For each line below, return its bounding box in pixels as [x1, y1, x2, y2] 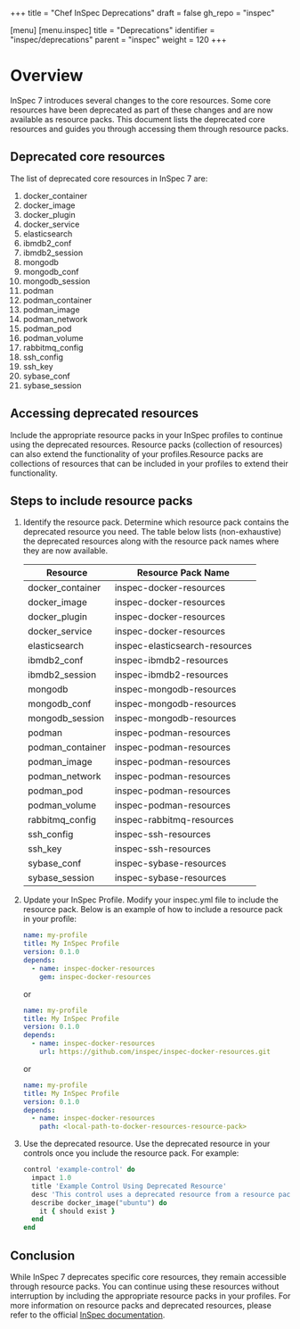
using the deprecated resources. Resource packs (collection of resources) [10, 439, 283, 450]
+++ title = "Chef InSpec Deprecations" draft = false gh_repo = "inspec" [10, 8, 275, 18]
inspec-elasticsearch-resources [114, 640, 253, 652]
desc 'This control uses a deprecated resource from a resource [31, 1190, 275, 1199]
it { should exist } [39, 1207, 116, 1216]
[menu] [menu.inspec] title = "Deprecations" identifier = [10, 25, 215, 35]
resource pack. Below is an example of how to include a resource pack [22, 904, 283, 915]
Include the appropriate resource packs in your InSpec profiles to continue [10, 429, 283, 440]
